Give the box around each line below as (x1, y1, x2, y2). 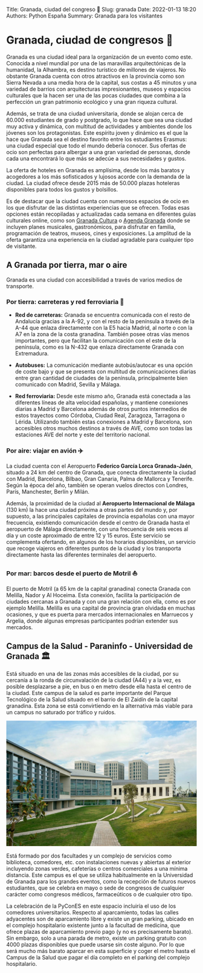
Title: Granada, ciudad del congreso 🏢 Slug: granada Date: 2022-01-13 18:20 (6, 6, 196, 13)
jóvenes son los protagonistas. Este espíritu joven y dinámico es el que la (6, 129, 188, 136)
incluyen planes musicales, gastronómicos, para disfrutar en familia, (6, 223, 176, 230)
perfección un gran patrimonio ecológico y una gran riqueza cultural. (6, 98, 178, 105)
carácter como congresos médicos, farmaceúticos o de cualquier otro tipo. (6, 891, 193, 898)
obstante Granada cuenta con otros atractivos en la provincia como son (6, 73, 185, 80)
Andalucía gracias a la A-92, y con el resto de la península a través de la (14, 318, 195, 325)
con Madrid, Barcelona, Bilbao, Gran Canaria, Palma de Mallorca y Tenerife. (6, 475, 195, 483)
